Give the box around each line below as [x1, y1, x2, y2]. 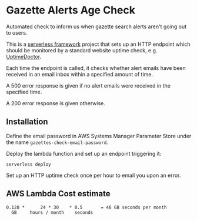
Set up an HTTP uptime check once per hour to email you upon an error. [6, 172, 181, 179]
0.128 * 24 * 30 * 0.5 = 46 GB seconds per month [6, 204, 167, 210]
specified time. [6, 88, 42, 95]
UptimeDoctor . [6, 53, 42, 60]
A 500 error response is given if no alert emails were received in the [6, 82, 171, 89]
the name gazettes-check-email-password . [6, 139, 109, 146]
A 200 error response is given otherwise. [6, 99, 106, 106]
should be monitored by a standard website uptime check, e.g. [6, 46, 158, 53]
